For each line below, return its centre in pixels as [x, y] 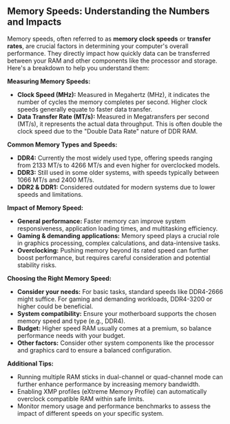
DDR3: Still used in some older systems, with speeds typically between [118, 172]
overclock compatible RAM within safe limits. [81, 399]
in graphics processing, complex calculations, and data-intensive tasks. [118, 243]
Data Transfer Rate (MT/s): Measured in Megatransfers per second [113, 116]
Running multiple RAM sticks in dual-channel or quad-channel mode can [120, 377]
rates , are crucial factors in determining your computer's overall [98, 46]
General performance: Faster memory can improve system [101, 221]
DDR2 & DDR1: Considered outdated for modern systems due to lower [116, 187]
